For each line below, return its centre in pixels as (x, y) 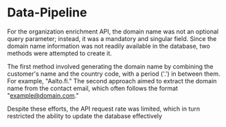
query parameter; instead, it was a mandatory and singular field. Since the (112, 38)
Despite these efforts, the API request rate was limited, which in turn (104, 109)
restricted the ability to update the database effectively (85, 116)
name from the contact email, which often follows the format (93, 88)
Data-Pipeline (47, 13)
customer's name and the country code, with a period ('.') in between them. (114, 74)
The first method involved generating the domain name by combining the (110, 66)
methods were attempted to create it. (59, 53)
